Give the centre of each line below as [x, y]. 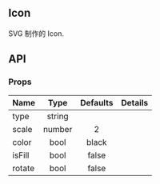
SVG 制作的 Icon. [36, 33]
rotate [24, 168]
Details [135, 102]
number [58, 129]
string [58, 116]
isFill [21, 155]
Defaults [96, 102]
